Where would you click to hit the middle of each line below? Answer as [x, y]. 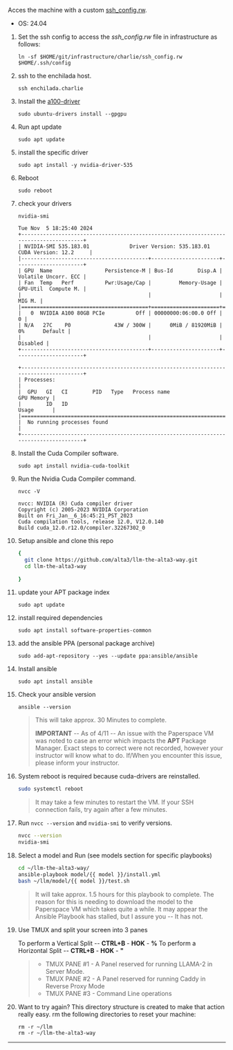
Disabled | [34, 344]
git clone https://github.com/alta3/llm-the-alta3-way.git [111, 560]
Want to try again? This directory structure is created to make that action [121, 1006]
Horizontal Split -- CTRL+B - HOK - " [71, 950]
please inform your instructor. [77, 763]
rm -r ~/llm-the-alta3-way [57, 1033]
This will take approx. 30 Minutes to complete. [101, 720]
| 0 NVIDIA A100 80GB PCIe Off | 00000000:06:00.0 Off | [120, 313]
